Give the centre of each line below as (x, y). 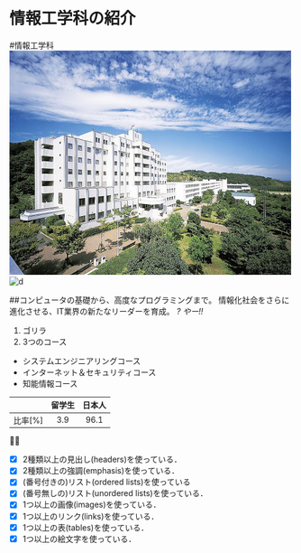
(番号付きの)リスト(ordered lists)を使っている (106, 482)
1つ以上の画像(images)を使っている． (91, 505)
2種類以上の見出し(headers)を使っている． (102, 459)
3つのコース (45, 342)
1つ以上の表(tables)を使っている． (86, 527)
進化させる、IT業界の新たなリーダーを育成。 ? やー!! (106, 311)
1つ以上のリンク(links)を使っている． (91, 516)
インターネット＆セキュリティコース (89, 372)
